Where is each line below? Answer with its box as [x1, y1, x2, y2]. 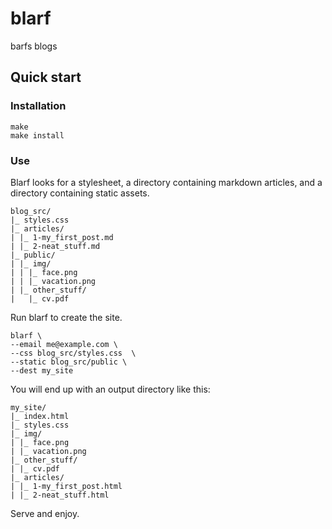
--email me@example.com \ [10, 339, 118, 349]
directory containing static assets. [10, 187, 150, 199]
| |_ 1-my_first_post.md [10, 232, 114, 242]
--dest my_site [10, 365, 74, 376]
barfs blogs [10, 40, 58, 52]
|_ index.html [10, 411, 70, 421]
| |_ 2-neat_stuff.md [10, 241, 101, 251]
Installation [10, 99, 67, 113]
